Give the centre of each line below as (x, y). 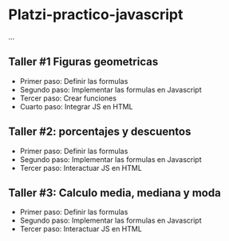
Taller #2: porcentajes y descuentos (100, 132)
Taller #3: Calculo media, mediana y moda (114, 193)
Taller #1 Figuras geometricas (83, 62)
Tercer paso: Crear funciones (68, 98)
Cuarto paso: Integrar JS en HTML (76, 106)
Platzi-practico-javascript (96, 15)
